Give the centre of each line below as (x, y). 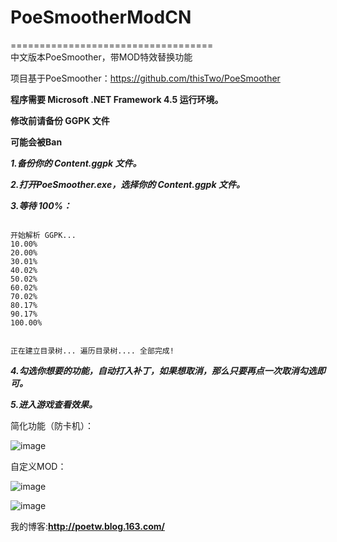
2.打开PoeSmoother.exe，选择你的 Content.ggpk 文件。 (127, 184)
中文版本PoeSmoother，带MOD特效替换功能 (101, 57)
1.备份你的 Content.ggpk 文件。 (76, 163)
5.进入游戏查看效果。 (54, 404)
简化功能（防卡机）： (52, 425)
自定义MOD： (38, 466)
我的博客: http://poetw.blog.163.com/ (87, 526)
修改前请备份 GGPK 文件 (60, 120)
